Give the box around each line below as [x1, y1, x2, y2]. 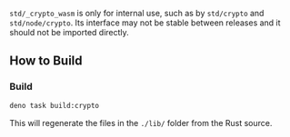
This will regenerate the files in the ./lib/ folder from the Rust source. [9, 117, 273, 128]
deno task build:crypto [9, 101, 100, 110]
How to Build [9, 54, 84, 69]
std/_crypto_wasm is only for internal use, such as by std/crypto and [9, 8, 265, 18]
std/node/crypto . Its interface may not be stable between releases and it [9, 17, 281, 28]
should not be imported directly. [9, 27, 129, 37]
